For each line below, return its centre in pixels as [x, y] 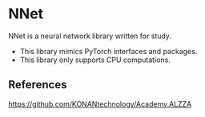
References [38, 85]
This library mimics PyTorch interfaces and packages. [109, 51]
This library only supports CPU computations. [95, 60]
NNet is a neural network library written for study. [90, 36]
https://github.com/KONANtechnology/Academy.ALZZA [100, 103]
